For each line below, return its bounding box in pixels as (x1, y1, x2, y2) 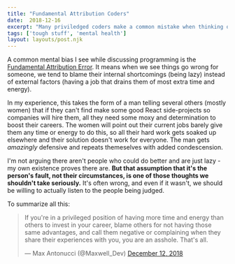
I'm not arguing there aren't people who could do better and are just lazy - (7, 156, 221, 165)
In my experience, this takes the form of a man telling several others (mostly (7, 98, 226, 107)
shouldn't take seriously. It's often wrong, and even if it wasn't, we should (7, 179, 223, 187)
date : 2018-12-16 (7, 17, 61, 24)
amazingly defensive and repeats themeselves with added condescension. (7, 143, 224, 152)
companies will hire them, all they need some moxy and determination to (7, 113, 216, 122)
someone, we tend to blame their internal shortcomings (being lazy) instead (7, 71, 225, 79)
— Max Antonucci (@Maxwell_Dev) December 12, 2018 (24, 249, 183, 258)
